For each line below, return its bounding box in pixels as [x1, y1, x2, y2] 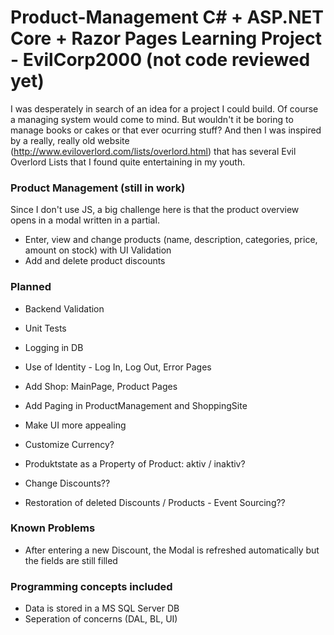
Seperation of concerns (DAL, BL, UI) [24, 613, 178, 625]
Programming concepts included [10, 579, 173, 593]
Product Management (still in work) [10, 181, 186, 195]
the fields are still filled [24, 554, 118, 566]
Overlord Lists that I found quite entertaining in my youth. [10, 156, 246, 168]
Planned [10, 280, 52, 294]
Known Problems [10, 521, 96, 535]
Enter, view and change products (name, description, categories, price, [24, 234, 318, 246]
